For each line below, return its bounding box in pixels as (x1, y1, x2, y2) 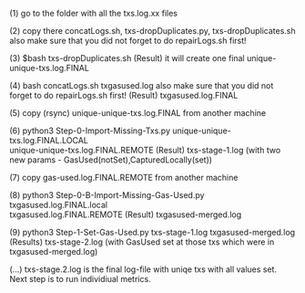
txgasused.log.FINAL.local (9, 200, 107, 210)
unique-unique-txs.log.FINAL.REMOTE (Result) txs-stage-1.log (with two (9, 145, 281, 155)
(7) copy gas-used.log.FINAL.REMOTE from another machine (9, 173, 239, 183)
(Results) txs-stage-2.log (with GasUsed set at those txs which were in (9, 236, 275, 247)
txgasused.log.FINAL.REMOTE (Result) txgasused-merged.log (9, 209, 242, 220)
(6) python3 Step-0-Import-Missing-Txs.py (9, 125, 171, 136)
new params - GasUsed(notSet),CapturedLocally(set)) (9, 154, 212, 165)
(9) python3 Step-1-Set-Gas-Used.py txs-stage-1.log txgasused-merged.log (9, 227, 296, 237)
